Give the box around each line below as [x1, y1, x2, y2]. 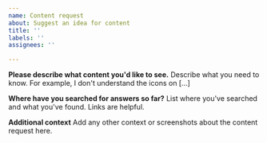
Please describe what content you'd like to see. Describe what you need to [8, 70, 260, 79]
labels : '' [8, 33, 45, 42]
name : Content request [8, 11, 84, 20]
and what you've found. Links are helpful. [8, 102, 145, 112]
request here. [8, 126, 53, 136]
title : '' [8, 26, 42, 34]
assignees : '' [8, 41, 56, 49]
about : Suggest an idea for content [8, 19, 130, 27]
